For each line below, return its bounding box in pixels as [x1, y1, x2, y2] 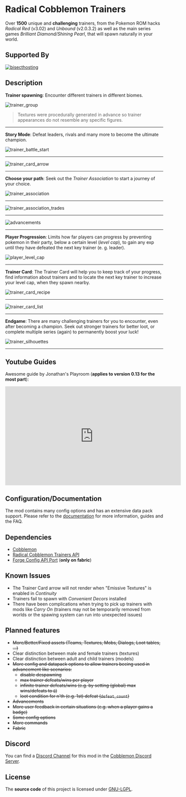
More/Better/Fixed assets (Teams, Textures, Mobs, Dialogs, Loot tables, [12, 640, 160, 646]
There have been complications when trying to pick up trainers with [12, 601, 152, 607]
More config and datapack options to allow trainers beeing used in [12, 661, 150, 667]
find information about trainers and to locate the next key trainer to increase [5, 274, 162, 280]
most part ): [5, 376, 29, 383]
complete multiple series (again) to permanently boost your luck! [5, 328, 139, 335]
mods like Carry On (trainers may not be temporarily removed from [12, 606, 151, 612]
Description [5, 79, 43, 87]
